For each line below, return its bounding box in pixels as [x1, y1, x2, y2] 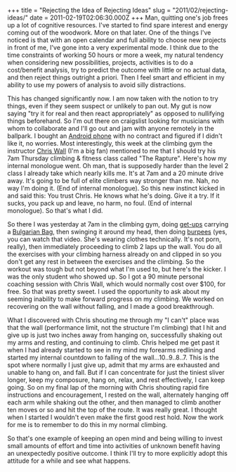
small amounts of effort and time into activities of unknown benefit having [7, 442, 221, 449]
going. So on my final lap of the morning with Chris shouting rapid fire [7, 383, 209, 391]
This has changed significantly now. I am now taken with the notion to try [7, 94, 219, 103]
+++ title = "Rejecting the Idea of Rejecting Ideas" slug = [7, 6, 171, 14]
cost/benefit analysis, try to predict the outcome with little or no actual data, [7, 66, 227, 74]
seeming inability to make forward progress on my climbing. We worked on [7, 295, 224, 303]
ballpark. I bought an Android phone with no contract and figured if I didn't [7, 132, 223, 140]
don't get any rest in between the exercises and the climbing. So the [7, 257, 205, 266]
